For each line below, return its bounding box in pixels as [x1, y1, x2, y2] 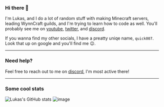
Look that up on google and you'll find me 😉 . [5, 41, 96, 46]
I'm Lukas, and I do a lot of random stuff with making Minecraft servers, [5, 16, 149, 21]
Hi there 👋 [5, 4, 29, 11]
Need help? [5, 57, 33, 64]
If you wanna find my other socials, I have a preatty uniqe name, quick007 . [5, 35, 154, 41]
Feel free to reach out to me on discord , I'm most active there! [5, 68, 129, 74]
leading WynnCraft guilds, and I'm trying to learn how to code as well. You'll [5, 21, 158, 26]
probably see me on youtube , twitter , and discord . [5, 26, 106, 32]
